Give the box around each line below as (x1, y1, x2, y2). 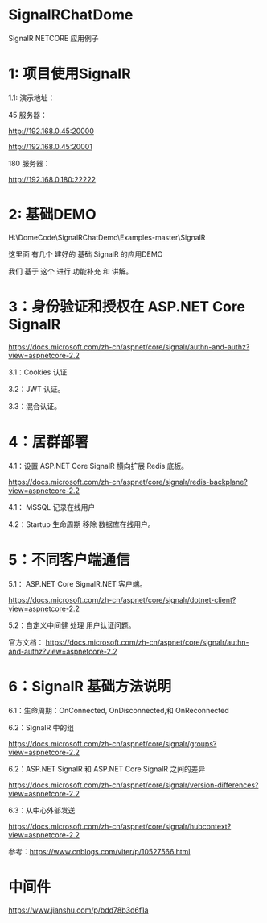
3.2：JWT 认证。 (8, 384, 65, 394)
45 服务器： (8, 110, 48, 119)
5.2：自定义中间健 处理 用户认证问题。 (8, 620, 136, 630)
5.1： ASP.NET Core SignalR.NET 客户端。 (8, 578, 147, 588)
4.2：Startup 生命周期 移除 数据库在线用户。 (8, 519, 155, 529)
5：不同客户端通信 (8, 550, 130, 569)
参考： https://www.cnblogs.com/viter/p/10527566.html (8, 846, 191, 856)
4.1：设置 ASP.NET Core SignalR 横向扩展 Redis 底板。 (8, 461, 189, 470)
